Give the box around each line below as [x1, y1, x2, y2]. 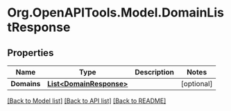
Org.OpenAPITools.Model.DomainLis [7, 5, 224, 21]
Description [135, 68, 175, 77]
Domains [10, 79, 41, 88]
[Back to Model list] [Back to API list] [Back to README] [7, 97, 166, 105]
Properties [7, 47, 54, 59]
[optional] [180, 79, 213, 88]
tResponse [7, 19, 71, 35]
